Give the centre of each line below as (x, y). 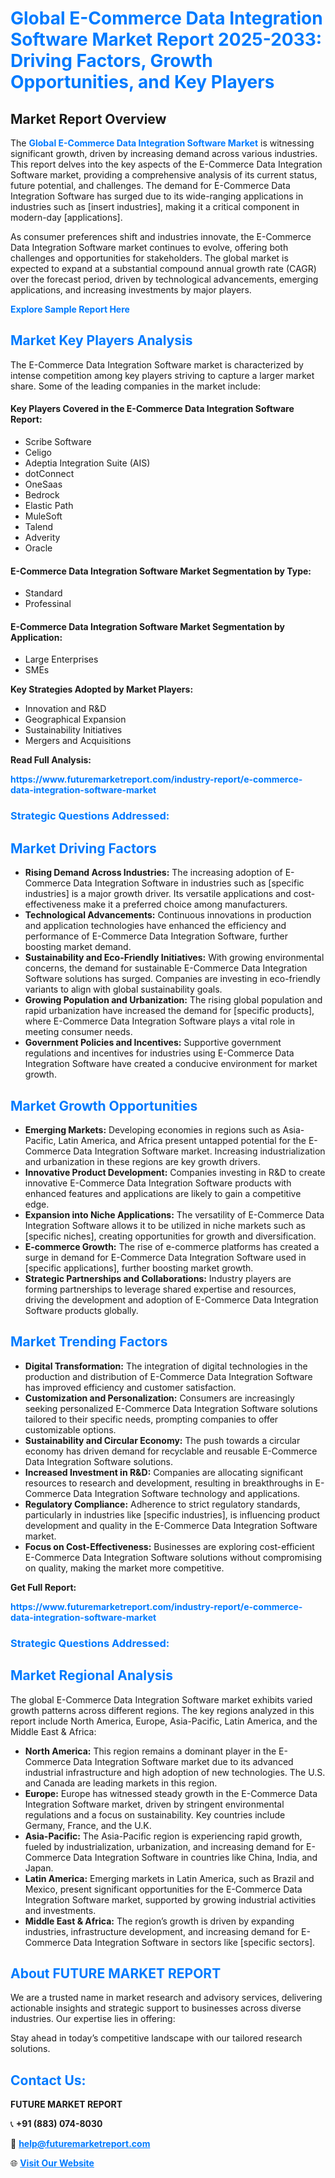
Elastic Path (49, 506)
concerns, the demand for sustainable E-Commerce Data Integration (166, 968)
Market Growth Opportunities (104, 1105)
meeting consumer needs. (78, 1032)
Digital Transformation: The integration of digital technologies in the (166, 1366)
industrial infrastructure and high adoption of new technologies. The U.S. (175, 1772)
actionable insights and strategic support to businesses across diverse (156, 2008)
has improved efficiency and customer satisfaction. (130, 1387)
